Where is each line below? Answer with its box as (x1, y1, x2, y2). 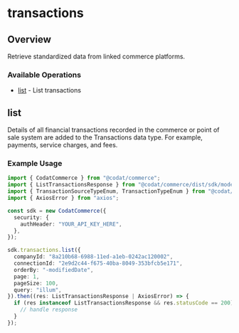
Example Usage (7, 159, 63, 169)
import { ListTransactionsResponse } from (7, 181, 135, 189)
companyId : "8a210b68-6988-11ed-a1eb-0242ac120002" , (14, 253, 174, 260)
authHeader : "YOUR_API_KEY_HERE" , (20, 221, 122, 228)
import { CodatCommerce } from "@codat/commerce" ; (7, 174, 161, 182)
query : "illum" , (14, 286, 62, 293)
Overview (7, 33, 52, 46)
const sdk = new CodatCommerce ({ (7, 207, 107, 214)
